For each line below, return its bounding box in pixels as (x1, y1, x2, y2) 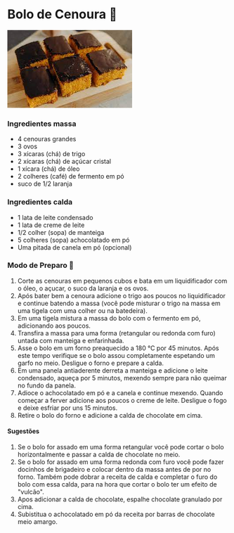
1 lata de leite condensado (17, 213, 93, 221)
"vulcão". (17, 488, 44, 496)
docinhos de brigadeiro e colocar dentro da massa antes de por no (17, 465, 212, 474)
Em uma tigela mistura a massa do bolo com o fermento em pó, (17, 314, 201, 322)
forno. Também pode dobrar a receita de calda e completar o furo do (17, 473, 218, 481)
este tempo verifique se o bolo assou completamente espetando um (17, 351, 216, 359)
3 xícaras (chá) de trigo (17, 150, 86, 158)
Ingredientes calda (7, 197, 72, 207)
